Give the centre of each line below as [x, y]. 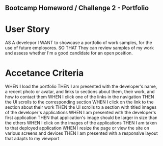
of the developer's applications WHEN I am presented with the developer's [81, 113]
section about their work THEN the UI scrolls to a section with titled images [81, 107]
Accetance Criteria [44, 73]
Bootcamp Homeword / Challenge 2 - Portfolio [77, 8]
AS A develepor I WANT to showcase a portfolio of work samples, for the [79, 43]
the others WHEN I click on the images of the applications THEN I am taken [81, 123]
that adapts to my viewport [32, 139]
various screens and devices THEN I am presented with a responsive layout [81, 133]
